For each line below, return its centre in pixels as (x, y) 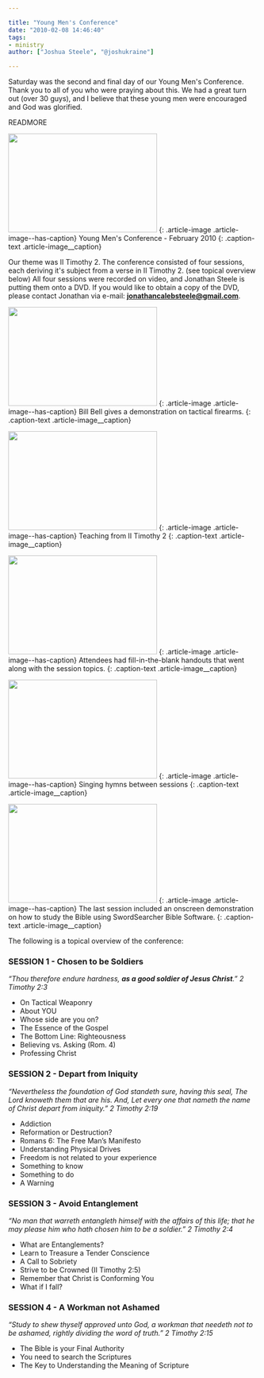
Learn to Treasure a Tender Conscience (84, 1253)
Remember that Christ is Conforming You (87, 1279)
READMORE (28, 122)
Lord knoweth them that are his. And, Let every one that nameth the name (130, 1100)
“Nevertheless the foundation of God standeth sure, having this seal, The (128, 1091)
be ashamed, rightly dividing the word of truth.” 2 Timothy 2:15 (111, 1333)
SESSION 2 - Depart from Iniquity (73, 1074)
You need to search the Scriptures (76, 1357)
